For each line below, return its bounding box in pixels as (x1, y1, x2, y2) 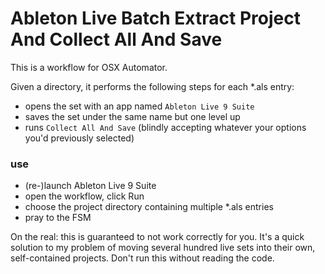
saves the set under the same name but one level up (24, 110, 241, 122)
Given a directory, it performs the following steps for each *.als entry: (10, 80, 295, 92)
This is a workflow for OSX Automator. (10, 61, 168, 73)
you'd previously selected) (24, 132, 135, 144)
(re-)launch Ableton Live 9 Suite (24, 180, 157, 192)
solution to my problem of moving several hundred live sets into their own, (10, 242, 316, 254)
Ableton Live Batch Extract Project (10, 7, 301, 30)
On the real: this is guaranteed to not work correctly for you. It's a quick (10, 231, 305, 243)
